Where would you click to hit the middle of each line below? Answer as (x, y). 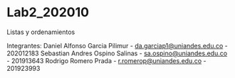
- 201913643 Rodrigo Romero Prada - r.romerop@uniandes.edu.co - (106, 60)
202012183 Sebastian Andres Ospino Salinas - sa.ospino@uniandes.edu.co (117, 53)
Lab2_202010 (48, 12)
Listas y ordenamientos (41, 32)
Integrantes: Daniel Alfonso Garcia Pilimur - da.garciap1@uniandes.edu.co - (117, 45)
